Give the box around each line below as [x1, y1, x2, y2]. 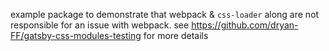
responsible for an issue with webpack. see [10, 19, 190, 31]
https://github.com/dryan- [191, 19, 299, 31]
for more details [143, 30, 209, 41]
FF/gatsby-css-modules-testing [10, 30, 142, 41]
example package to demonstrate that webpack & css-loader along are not [10, 9, 320, 20]
